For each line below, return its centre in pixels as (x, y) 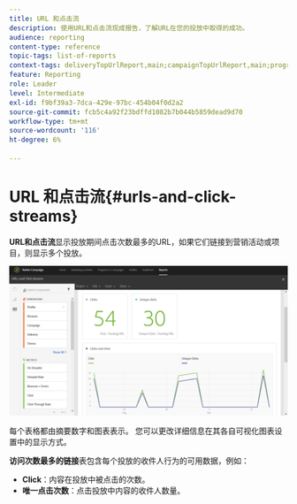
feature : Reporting (45, 75)
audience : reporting (47, 37)
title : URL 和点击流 (44, 19)
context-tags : (35, 65)
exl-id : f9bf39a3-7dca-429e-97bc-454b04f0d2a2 (96, 103)
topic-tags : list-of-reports (63, 56)
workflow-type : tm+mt (49, 121)
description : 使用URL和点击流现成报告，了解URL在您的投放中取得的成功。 (129, 28)
